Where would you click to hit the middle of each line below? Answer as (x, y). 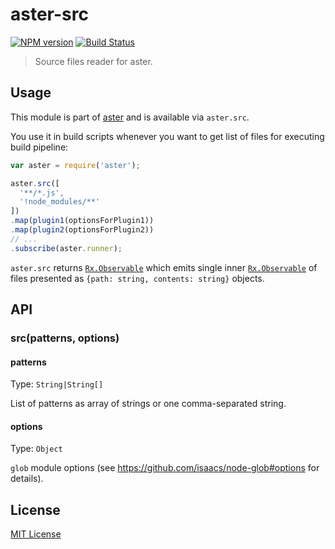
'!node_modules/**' (60, 202)
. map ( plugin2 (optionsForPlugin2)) (82, 230)
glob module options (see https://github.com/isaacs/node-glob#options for (165, 468)
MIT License (36, 534)
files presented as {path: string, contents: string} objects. (137, 278)
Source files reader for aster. (93, 61)
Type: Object (36, 449)
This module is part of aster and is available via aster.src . (130, 117)
